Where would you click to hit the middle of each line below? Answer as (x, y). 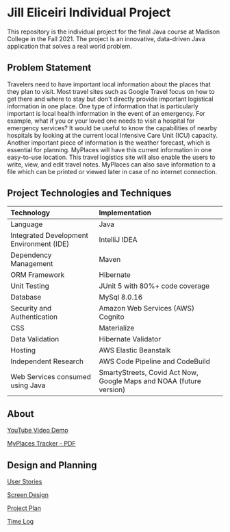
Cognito (112, 317)
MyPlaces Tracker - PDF (42, 444)
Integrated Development (50, 235)
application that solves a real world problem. (69, 46)
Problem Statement (49, 68)
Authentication (34, 317)
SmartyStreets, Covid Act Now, (149, 372)
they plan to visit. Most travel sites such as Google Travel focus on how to (111, 91)
